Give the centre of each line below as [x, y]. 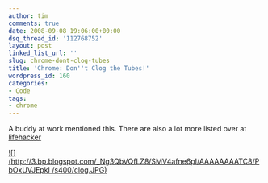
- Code [19, 91]
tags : [17, 98]
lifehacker [25, 137]
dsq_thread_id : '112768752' [56, 38]
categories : [28, 83]
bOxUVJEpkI [29, 170]
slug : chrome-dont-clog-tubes [59, 61]
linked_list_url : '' [43, 53]
